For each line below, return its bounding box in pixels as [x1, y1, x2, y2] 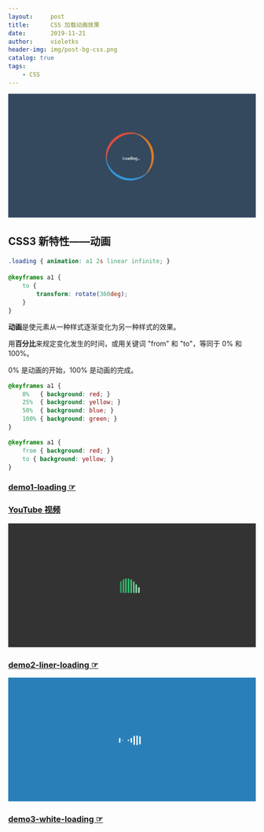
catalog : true [8, 54, 55, 62]
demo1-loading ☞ [8, 482, 76, 493]
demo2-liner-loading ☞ [8, 659, 99, 670]
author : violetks [8, 38, 79, 46]
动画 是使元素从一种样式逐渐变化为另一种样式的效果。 [8, 322, 181, 332]
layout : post [8, 13, 65, 20]
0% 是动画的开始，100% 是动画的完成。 [8, 365, 138, 375]
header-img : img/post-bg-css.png [8, 46, 118, 54]
